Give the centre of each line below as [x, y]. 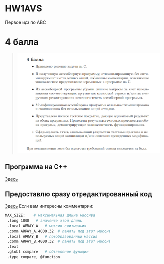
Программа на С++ [36, 167]
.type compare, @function [34, 257]
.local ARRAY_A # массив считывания [47, 226]
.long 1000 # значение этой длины [45, 221]
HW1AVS [24, 9]
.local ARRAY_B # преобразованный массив [52, 236]
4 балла [22, 42]
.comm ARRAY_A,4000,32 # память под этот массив [59, 231]
